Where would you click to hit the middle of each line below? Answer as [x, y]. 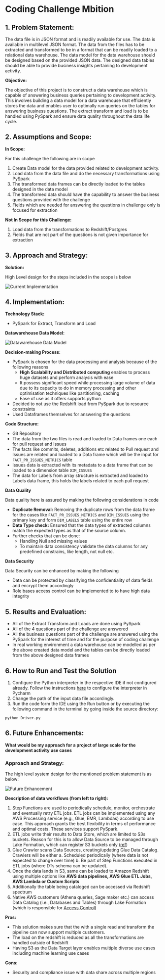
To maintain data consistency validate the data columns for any [84, 546]
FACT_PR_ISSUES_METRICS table [42, 460]
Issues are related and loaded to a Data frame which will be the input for [85, 455]
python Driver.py [23, 718]
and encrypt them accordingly [43, 586]
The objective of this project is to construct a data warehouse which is [76, 90]
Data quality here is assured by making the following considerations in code [82, 500]
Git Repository [27, 433]
